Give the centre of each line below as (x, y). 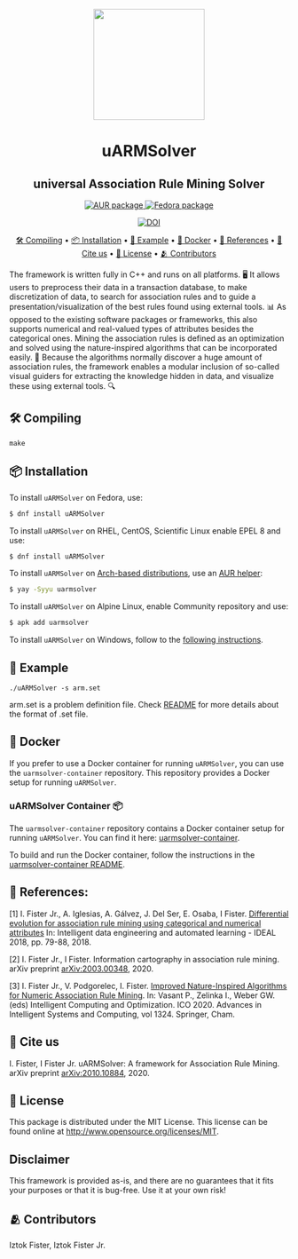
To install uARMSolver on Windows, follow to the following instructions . (136, 640)
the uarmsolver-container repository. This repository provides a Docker (140, 772)
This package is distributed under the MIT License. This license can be (139, 1122)
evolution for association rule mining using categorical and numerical (135, 922)
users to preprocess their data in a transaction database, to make (129, 287)
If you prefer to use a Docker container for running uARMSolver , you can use (147, 763)
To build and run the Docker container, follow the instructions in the (132, 855)
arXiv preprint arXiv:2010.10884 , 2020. (79, 1073)
